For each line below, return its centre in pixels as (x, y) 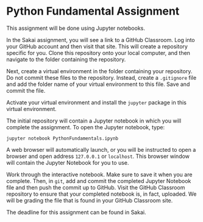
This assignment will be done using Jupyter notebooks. (76, 28)
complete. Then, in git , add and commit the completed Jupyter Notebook (99, 181)
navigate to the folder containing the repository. (66, 59)
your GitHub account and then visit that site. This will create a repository (97, 46)
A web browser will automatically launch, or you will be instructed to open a (101, 149)
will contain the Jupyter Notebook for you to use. (68, 162)
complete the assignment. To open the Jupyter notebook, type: (86, 127)
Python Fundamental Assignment (93, 11)
